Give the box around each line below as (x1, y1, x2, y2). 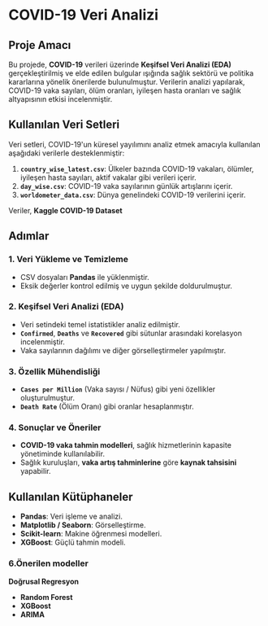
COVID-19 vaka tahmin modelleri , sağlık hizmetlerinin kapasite (19, 440, 231, 450)
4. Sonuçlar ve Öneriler (8, 422, 102, 433)
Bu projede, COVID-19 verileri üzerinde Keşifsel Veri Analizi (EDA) (8, 59, 231, 69)
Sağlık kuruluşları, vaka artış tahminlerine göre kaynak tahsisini (19, 457, 237, 467)
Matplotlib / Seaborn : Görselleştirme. (19, 520, 146, 530)
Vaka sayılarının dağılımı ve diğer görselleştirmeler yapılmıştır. (19, 345, 226, 355)
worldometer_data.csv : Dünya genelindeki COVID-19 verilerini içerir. (19, 190, 246, 199)
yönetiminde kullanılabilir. (19, 449, 106, 459)
